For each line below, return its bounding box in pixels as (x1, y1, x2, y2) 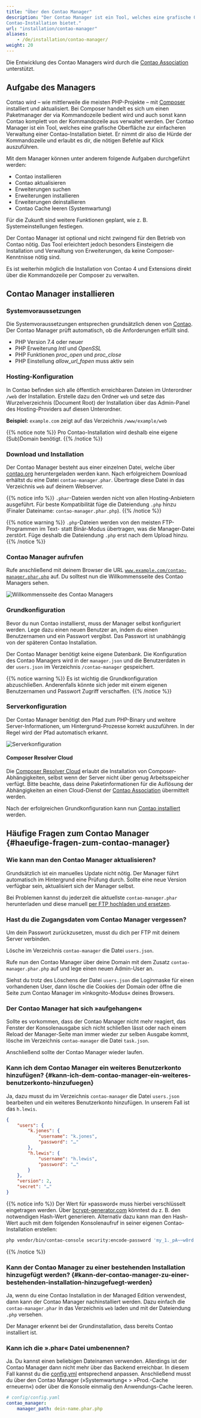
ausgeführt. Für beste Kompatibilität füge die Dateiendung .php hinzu (6, 501, 176, 508)
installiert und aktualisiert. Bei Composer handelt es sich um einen (6, 104, 169, 112)
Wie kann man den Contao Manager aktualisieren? (6, 856, 156, 864)
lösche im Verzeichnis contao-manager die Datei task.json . (6, 1037, 150, 1045)
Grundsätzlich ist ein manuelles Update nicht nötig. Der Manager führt (6, 869, 179, 876)
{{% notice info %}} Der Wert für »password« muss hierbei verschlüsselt (6, 1200, 186, 1207)
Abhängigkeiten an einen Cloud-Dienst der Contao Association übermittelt (6, 787, 190, 794)
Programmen (6, 525, 39, 532)
